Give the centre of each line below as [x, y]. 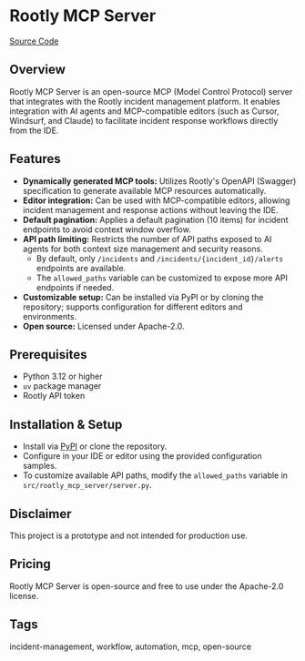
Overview [38, 70]
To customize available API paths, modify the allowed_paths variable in [155, 475]
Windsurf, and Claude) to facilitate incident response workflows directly [144, 120]
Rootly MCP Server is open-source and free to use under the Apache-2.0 [147, 586]
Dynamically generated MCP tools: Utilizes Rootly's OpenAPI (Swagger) [159, 181]
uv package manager [62, 386]
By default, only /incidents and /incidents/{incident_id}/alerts [160, 258]
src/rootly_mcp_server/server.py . [87, 485]
